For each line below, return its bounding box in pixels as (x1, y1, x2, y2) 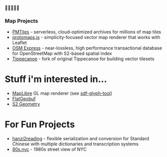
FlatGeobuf (12, 96, 36, 102)
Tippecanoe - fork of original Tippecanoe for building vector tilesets (12, 56, 155, 62)
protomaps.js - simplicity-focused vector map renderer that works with (12, 34, 160, 41)
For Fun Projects (5, 119, 75, 130)
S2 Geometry (12, 101, 40, 107)
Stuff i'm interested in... (5, 73, 107, 85)
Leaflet (12, 40, 27, 46)
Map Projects (5, 17, 39, 24)
